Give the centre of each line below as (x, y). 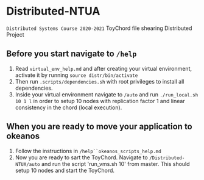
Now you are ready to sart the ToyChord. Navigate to (81, 157)
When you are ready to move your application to (100, 127)
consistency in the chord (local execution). (69, 107)
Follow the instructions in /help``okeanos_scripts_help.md (88, 151)
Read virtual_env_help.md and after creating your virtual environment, (104, 68)
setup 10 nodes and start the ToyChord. (65, 170)
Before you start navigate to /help (72, 54)
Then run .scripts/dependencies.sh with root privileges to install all (100, 81)
